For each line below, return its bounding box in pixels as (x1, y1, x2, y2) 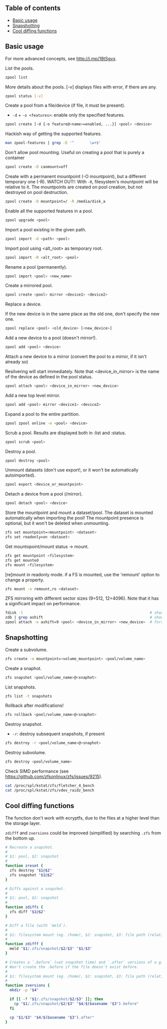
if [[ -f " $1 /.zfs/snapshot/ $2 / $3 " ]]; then (9, 997, 103, 1002)
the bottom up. (5, 835, 36, 841)
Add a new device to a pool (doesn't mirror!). (5, 335, 97, 341)
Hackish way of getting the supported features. (5, 131, 102, 137)
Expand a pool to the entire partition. (5, 411, 80, 417)
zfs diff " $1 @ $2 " (9, 909, 46, 914)
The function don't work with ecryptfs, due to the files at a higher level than (5, 815, 160, 821)
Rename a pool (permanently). (5, 264, 68, 270)
